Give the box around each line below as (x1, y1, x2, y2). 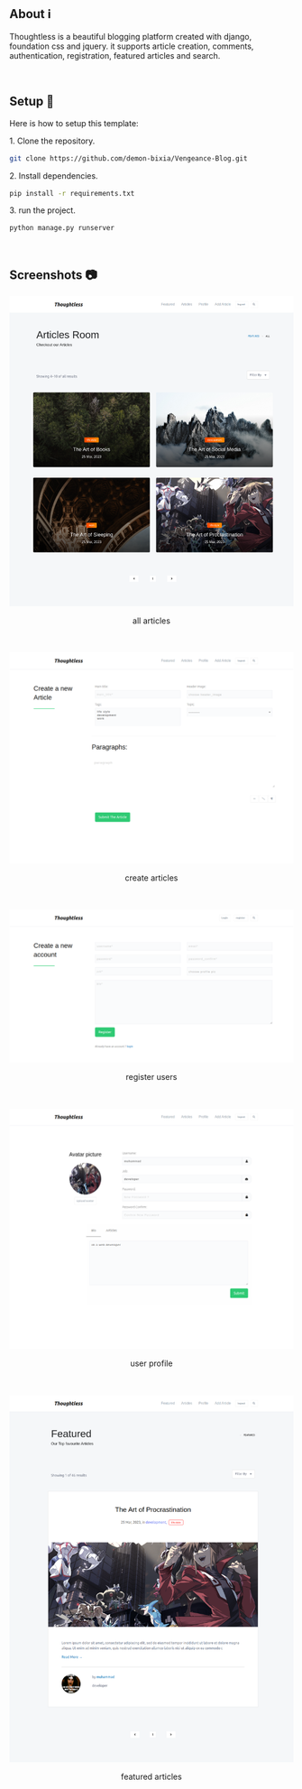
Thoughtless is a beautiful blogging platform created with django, (9, 31, 252, 41)
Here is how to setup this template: (9, 117, 139, 128)
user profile (130, 1358, 173, 1369)
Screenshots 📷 (9, 267, 97, 282)
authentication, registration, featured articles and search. (9, 50, 221, 60)
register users (125, 1072, 178, 1083)
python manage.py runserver (9, 224, 115, 233)
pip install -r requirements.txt (9, 189, 135, 198)
